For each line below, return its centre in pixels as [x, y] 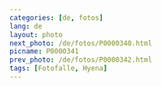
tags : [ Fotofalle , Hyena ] [58, 69]
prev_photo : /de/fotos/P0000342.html [81, 60]
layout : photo [36, 34]
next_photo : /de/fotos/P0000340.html [81, 43]
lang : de [26, 26]
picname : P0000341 [44, 52]
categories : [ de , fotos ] [56, 18]
